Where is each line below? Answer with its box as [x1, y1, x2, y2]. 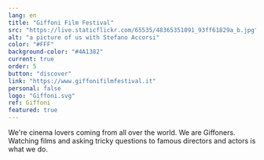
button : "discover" [8, 70, 72, 78]
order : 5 [8, 63, 37, 71]
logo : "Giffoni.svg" [8, 92, 76, 100]
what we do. [8, 144, 49, 154]
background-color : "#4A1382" [8, 48, 104, 56]
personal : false [8, 84, 61, 93]
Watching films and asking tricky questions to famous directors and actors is [8, 136, 256, 145]
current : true [8, 56, 55, 64]
